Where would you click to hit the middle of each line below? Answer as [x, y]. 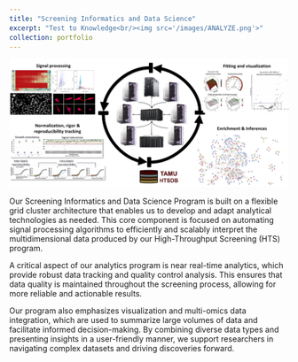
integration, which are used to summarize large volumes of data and [134, 320]
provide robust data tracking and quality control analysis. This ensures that [146, 274]
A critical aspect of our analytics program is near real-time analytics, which [146, 265]
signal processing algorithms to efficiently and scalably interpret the [133, 229]
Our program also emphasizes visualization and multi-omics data [128, 311]
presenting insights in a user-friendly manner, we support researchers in [141, 339]
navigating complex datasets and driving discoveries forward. [122, 348]
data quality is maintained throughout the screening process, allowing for [143, 284]
